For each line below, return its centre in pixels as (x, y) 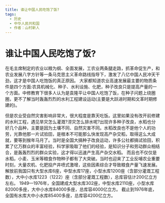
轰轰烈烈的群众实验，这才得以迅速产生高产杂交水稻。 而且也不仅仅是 (87, 152)
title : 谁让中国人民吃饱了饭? (32, 10)
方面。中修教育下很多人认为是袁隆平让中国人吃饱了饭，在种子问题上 (78, 93)
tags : (11, 14)
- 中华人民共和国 (25, 23)
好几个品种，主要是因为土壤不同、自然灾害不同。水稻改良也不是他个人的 (78, 128)
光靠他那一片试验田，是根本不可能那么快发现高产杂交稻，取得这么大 (82, 134)
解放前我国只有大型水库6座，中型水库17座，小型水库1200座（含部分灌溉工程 (82, 171)
